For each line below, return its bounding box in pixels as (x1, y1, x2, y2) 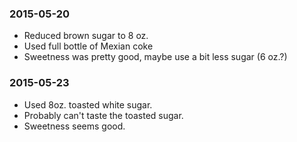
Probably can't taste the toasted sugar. (23, 109, 184, 121)
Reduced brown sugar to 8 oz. (23, 30, 149, 42)
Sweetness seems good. (23, 120, 126, 132)
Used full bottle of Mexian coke (23, 40, 154, 52)
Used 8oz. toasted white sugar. (23, 98, 153, 111)
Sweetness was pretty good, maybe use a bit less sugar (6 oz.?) (23, 51, 288, 63)
